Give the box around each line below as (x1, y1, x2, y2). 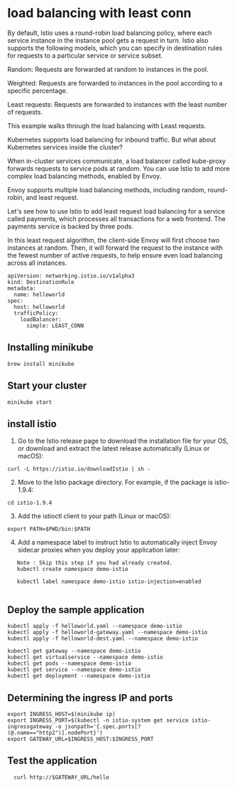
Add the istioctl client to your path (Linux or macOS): (17, 512, 172, 520)
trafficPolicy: (13, 310, 59, 317)
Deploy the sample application (7, 604, 145, 616)
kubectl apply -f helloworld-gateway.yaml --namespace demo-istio (7, 629, 208, 636)
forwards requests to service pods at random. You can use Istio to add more (7, 164, 231, 172)
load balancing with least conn (7, 5, 192, 21)
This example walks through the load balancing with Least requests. (7, 121, 206, 130)
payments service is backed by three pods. (7, 222, 133, 231)
